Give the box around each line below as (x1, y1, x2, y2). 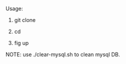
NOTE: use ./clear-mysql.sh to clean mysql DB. (5, 51, 120, 58)
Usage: (5, 5, 23, 12)
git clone (14, 17, 36, 23)
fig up (14, 40, 29, 46)
